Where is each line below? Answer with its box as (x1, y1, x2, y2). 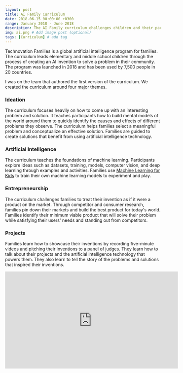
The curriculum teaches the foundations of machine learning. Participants (5, 157, 155, 163)
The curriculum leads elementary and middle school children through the (5, 53, 153, 59)
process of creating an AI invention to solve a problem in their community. (5, 59, 155, 65)
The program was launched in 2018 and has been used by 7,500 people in (5, 64, 155, 69)
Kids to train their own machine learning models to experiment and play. (5, 173, 151, 179)
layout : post (5, 7, 32, 12)
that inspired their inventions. (5, 262, 65, 268)
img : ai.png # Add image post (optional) (5, 30, 92, 35)
